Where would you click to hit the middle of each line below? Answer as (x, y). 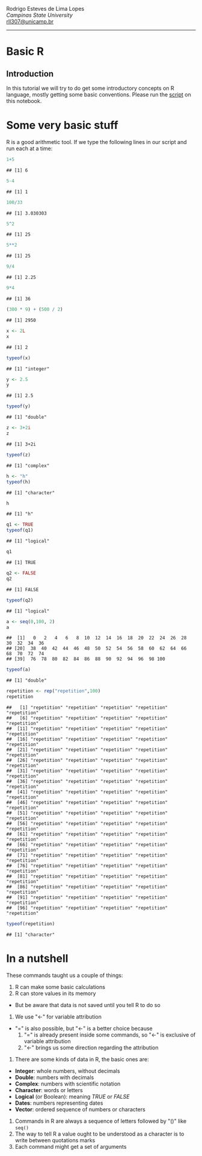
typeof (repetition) (31, 924)
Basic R (25, 52)
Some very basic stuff (62, 125)
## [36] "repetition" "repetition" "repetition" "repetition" (87, 782)
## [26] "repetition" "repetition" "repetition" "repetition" (87, 761)
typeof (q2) (20, 600)
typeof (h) (19, 482)
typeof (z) (19, 454)
